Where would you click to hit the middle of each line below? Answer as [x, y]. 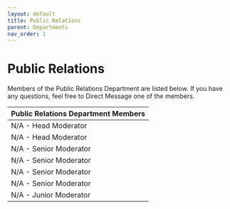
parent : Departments [38, 27]
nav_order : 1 [27, 34]
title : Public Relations [44, 21]
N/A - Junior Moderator [51, 195]
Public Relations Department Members [78, 114]
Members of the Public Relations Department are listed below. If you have [115, 89]
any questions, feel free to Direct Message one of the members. [101, 96]
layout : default [31, 14]
